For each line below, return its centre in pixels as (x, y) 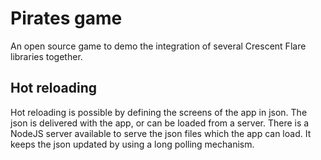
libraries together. (46, 56)
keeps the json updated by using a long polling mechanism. (132, 144)
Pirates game (66, 18)
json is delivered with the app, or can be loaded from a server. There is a (160, 123)
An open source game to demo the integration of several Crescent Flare (158, 46)
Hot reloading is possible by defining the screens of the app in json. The (159, 112)
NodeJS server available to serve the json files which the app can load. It (161, 133)
